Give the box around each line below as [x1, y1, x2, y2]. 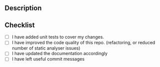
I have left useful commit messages [11, 56, 85, 62]
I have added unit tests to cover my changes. [11, 34, 104, 40]
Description [4, 4, 42, 12]
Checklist [4, 21, 35, 29]
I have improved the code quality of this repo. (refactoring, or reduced [11, 40, 156, 46]
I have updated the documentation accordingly [11, 51, 108, 57]
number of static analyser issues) [11, 45, 80, 51]
